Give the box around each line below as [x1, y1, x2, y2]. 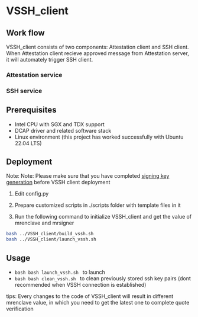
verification [6, 305, 34, 312]
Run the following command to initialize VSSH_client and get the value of [14, 213, 192, 220]
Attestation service [6, 71, 63, 79]
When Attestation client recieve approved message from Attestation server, [6, 50, 189, 57]
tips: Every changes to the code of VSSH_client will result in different [6, 293, 174, 300]
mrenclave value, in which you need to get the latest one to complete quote [6, 299, 190, 306]
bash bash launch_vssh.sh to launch [14, 268, 105, 276]
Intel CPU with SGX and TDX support [14, 120, 105, 128]
